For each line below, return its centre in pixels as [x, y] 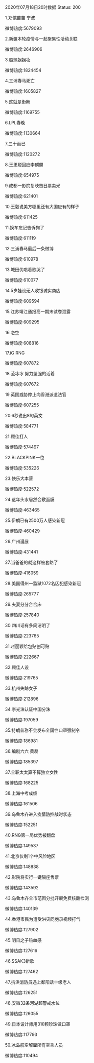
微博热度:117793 [21, 1034]
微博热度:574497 [22, 447]
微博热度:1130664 [23, 133]
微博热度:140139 [22, 908]
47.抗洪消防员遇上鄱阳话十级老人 [38, 982]
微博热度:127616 [21, 950]
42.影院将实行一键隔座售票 [32, 877]
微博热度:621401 [22, 196]
